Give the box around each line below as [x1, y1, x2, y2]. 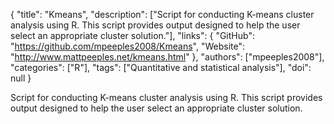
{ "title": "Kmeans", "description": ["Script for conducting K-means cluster [10, 9, 315, 20]
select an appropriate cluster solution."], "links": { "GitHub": [10, 30, 255, 41]
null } [10, 72, 32, 84]
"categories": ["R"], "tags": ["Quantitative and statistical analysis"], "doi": [10, 62, 312, 73]
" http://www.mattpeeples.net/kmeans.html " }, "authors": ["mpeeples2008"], [10, 51, 325, 63]
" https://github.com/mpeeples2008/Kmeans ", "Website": [10, 40, 245, 52]
